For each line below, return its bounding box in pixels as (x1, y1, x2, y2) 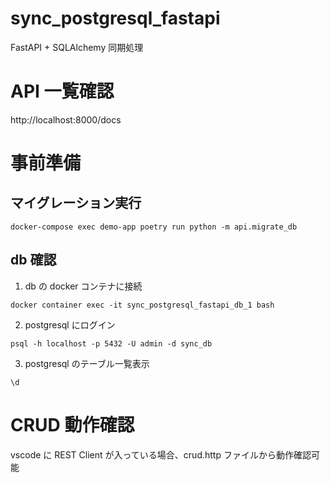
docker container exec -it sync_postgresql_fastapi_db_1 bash (10, 300, 275, 310)
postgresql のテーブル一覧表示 (24, 357, 150, 369)
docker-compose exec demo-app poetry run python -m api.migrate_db (10, 222, 298, 232)
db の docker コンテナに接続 (24, 280, 143, 292)
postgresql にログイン (24, 318, 116, 331)
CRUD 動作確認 (10, 413, 135, 436)
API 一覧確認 (10, 80, 115, 103)
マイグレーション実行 (10, 195, 142, 212)
